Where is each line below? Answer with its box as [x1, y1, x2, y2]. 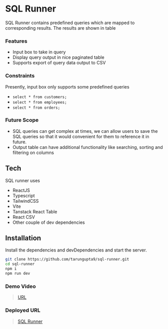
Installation [5, 234, 41, 242]
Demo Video [5, 283, 36, 290]
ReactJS [12, 187, 30, 193]
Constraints [5, 72, 35, 79]
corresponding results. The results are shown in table [5, 25, 116, 31]
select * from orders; [12, 105, 60, 110]
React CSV [12, 214, 35, 220]
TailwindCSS [12, 198, 39, 204]
